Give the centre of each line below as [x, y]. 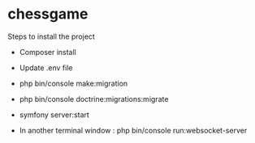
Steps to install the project [51, 36]
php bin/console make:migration [73, 83]
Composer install [48, 52]
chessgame [48, 14]
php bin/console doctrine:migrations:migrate [94, 99]
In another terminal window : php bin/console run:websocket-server [133, 130]
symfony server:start [54, 115]
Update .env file [46, 67]
